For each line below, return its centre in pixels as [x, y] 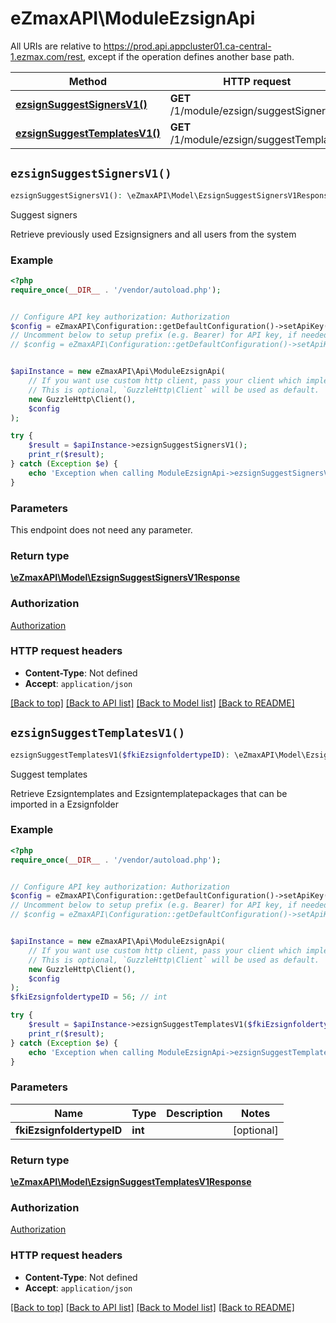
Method [87, 81]
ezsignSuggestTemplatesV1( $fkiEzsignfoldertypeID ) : [120, 755]
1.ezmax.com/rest [47, 56]
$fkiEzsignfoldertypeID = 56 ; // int [89, 997]
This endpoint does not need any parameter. [101, 529]
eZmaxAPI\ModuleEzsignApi [133, 18]
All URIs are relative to [56, 46]
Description [194, 1113]
